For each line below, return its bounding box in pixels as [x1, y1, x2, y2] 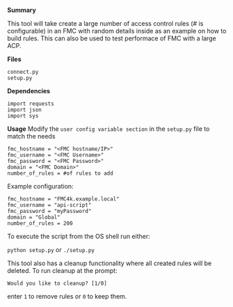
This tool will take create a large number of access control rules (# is [7, 19, 204, 27]
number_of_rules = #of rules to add [7, 170, 113, 177]
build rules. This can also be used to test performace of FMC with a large [7, 34, 217, 42]
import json [7, 107, 42, 113]
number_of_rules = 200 [7, 220, 73, 227]
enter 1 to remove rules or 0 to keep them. [7, 292, 127, 300]
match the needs [7, 132, 56, 140]
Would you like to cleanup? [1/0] [7, 280, 108, 287]
